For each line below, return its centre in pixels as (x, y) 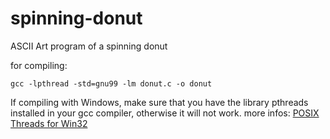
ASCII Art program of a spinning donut (89, 46)
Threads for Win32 (49, 123)
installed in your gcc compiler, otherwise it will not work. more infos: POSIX (165, 113)
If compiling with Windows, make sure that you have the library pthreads (159, 102)
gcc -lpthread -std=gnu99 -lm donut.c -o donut (111, 83)
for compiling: (39, 65)
